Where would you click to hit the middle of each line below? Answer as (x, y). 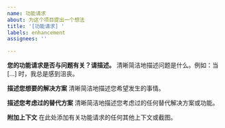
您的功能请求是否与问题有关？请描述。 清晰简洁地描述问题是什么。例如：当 (113, 65)
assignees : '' (27, 39)
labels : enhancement (37, 33)
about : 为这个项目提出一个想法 (46, 20)
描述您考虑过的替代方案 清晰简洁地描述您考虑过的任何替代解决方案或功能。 (113, 103)
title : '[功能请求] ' (36, 26)
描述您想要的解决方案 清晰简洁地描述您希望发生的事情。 (86, 88)
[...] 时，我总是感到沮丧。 (43, 74)
